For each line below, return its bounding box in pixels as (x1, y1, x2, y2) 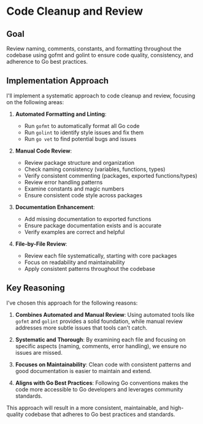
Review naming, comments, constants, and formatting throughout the (6, 45, 182, 52)
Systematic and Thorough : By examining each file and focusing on (15, 336, 186, 343)
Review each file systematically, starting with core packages (24, 252, 177, 259)
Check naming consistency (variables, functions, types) (24, 165, 166, 173)
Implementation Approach (6, 75, 109, 86)
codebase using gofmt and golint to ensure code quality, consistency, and (6, 51, 194, 59)
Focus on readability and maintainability (24, 259, 125, 266)
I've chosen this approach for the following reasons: (6, 299, 138, 306)
